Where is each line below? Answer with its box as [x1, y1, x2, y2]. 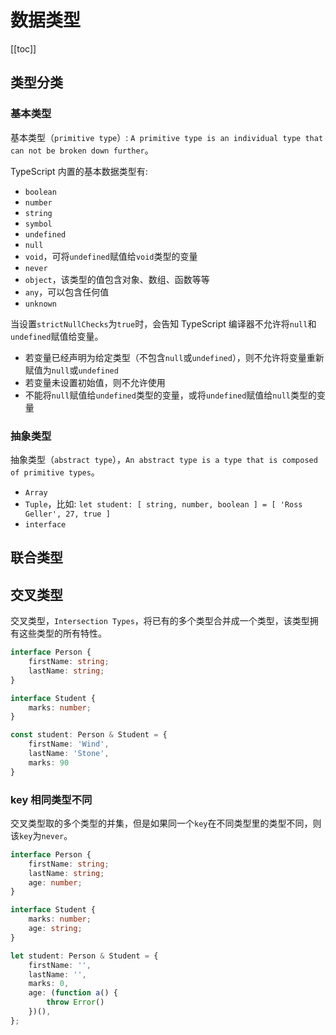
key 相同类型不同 [10, 792, 93, 806]
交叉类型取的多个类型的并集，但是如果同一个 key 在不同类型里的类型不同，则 [10, 817, 322, 829]
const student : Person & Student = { [10, 730, 168, 740]
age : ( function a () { [28, 988, 118, 998]
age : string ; [28, 924, 83, 934]
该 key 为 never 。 [10, 829, 73, 841]
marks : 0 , [28, 979, 70, 989]
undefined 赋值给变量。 [10, 330, 104, 342]
